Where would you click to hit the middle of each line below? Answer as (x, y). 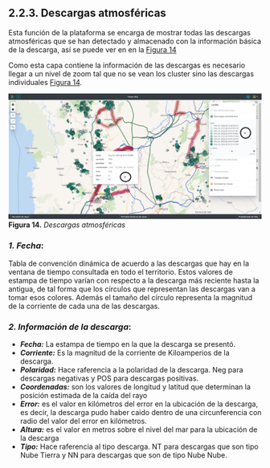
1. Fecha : (26, 246)
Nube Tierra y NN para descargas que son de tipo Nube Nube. (123, 455)
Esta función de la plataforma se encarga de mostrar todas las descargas (130, 32)
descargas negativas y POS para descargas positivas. (109, 378)
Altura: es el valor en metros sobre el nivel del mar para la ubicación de (139, 429)
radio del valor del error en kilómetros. (83, 421)
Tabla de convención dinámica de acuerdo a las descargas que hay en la (129, 263)
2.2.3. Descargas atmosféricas (87, 13)
